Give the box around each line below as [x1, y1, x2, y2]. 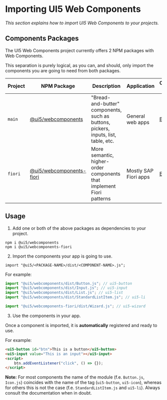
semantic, [91, 151, 114, 158]
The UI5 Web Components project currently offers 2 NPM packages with [5, 47, 154, 53]
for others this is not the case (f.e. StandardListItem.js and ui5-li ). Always [5, 385, 161, 391]
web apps [126, 119, 150, 126]
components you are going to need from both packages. [5, 67, 121, 73]
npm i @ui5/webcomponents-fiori [5, 244, 72, 249]
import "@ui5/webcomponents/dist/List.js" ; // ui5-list [5, 290, 123, 295]
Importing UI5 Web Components [5, 3, 141, 15]
